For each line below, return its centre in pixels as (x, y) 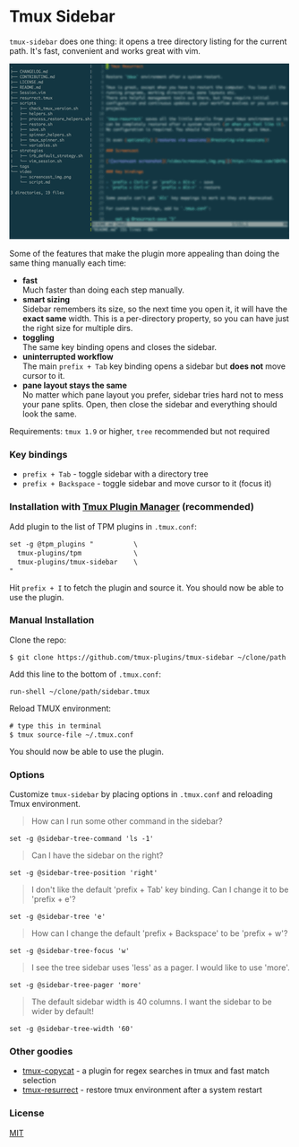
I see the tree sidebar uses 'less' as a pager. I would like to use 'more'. (160, 968)
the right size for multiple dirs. (77, 328)
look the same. (50, 414)
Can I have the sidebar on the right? (97, 855)
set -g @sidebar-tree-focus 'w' (69, 951)
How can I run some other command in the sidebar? (127, 821)
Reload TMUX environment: (60, 708)
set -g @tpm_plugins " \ (74, 544)
